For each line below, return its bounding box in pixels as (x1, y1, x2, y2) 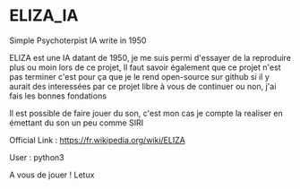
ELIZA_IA (9, 5, 79, 26)
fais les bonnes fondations (9, 90, 107, 101)
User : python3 (9, 151, 64, 162)
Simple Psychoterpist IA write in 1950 (9, 35, 147, 46)
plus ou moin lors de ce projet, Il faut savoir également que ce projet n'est (9, 62, 281, 73)
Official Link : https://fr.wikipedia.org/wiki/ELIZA (9, 134, 185, 145)
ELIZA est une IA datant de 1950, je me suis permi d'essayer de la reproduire (9, 52, 291, 63)
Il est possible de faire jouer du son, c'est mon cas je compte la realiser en (9, 107, 284, 118)
